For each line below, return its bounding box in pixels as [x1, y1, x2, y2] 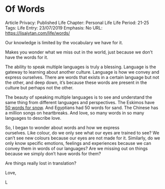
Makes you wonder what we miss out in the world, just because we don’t [5, 49, 153, 55]
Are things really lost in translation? [5, 160, 76, 166]
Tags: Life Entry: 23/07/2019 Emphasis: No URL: [5, 25, 102, 30]
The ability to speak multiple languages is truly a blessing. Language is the [5, 64, 156, 70]
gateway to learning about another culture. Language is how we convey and [5, 69, 160, 75]
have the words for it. [5, 54, 48, 60]
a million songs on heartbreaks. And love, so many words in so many [5, 109, 144, 116]
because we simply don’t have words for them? [5, 151, 101, 157]
